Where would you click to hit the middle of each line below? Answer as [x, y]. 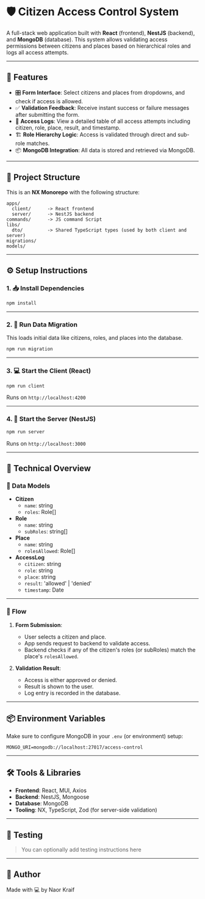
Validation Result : [38, 668]
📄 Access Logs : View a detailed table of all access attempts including [103, 121]
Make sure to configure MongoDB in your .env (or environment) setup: [95, 736]
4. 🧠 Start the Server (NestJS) [51, 419]
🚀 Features [27, 77]
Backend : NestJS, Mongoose [52, 797]
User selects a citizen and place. [65, 637]
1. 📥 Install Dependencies [45, 288]
